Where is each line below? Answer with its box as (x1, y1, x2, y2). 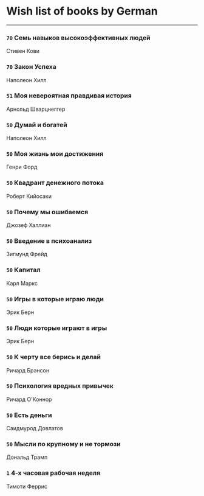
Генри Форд (6, 163, 38, 171)
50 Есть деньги (6, 411, 52, 419)
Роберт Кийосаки (6, 192, 52, 200)
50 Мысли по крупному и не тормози (6, 440, 121, 449)
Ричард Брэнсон (6, 366, 50, 374)
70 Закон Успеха (6, 63, 56, 71)
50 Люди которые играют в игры (6, 324, 107, 332)
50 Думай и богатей (6, 121, 68, 129)
